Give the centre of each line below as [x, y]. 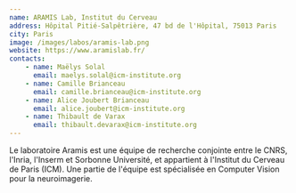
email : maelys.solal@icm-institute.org [107, 76]
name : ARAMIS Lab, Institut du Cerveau [83, 17]
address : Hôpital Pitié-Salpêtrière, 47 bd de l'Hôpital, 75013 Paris [143, 26]
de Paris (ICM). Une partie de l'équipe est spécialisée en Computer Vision [144, 169]
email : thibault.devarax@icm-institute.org [115, 125]
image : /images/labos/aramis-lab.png [79, 42]
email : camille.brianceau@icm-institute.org [117, 92]
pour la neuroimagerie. [51, 178]
